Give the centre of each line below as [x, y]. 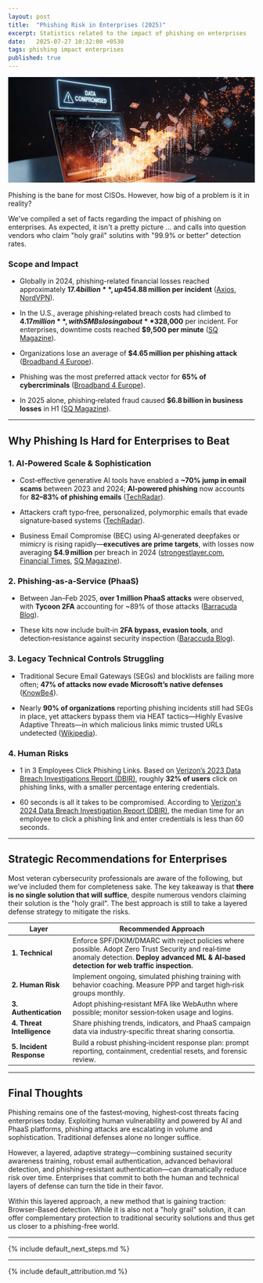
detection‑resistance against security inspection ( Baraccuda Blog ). [127, 638]
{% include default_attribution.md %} [68, 1271]
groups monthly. [99, 992]
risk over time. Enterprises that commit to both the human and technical [124, 1177]
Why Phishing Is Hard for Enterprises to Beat [119, 441]
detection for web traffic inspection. [133, 965]
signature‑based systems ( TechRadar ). [82, 521]
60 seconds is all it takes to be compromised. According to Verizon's [130, 802]
